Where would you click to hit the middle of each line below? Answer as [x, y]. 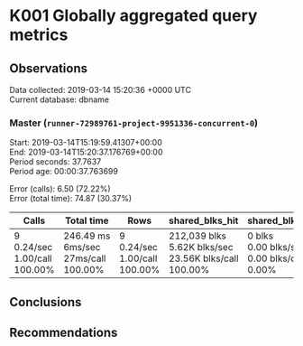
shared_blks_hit [203, 220]
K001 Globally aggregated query [133, 16]
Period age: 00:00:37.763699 [64, 172]
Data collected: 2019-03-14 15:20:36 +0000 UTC [101, 90]
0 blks [260, 236]
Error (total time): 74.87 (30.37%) [71, 199]
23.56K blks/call [203, 258]
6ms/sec [82, 248]
